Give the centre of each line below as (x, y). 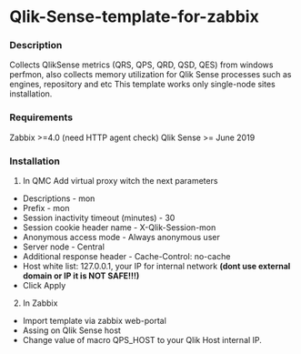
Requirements (41, 117)
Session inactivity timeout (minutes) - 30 (99, 218)
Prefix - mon (46, 208)
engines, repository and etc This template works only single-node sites (142, 85)
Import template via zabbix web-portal (94, 321)
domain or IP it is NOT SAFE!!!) (81, 276)
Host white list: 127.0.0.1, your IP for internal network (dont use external (156, 267)
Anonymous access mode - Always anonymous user (121, 238)
